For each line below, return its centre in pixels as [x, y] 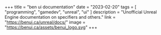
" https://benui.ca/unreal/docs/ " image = [45, 22]
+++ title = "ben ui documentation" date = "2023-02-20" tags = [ [71, 7]
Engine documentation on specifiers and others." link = [60, 17]
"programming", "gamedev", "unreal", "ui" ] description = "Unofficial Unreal [81, 12]
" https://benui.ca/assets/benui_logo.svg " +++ [51, 27]
